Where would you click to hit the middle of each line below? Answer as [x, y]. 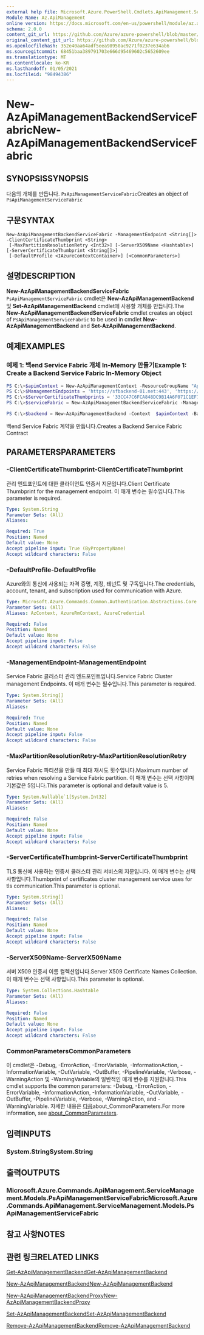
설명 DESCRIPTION [41, 276]
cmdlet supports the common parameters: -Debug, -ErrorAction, [87, 1086]
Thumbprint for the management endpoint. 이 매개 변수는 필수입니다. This [96, 491]
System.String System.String [50, 1151]
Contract [17, 433]
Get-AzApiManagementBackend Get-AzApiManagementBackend [87, 1272]
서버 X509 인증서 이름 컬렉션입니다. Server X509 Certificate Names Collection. [102, 972]
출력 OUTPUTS [33, 1173]
